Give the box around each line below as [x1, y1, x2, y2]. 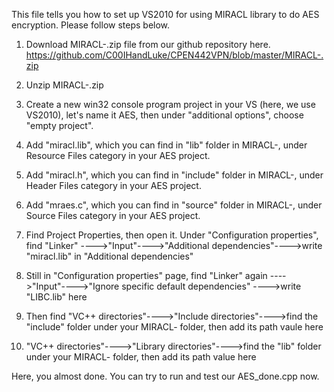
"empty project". [25, 120, 94, 131]
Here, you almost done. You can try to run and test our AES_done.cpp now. [11, 370, 320, 382]
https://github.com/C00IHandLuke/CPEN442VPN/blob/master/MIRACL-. [25, 49, 324, 61]
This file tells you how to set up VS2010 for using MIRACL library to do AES [11, 9, 320, 20]
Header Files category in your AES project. [25, 180, 202, 191]
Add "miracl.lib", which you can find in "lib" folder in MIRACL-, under [25, 139, 308, 151]
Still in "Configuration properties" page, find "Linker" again [25, 270, 268, 281]
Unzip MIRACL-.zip [25, 79, 104, 91]
